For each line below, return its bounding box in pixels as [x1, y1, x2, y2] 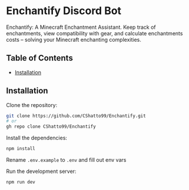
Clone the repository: [6, 101, 58, 108]
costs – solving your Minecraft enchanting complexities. [6, 36, 141, 43]
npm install [6, 146, 35, 152]
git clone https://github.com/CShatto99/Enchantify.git [6, 113, 146, 119]
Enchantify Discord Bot [6, 4, 122, 18]
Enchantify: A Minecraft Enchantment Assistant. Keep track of [6, 24, 156, 31]
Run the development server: [6, 168, 77, 175]
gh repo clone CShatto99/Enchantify [6, 124, 96, 130]
